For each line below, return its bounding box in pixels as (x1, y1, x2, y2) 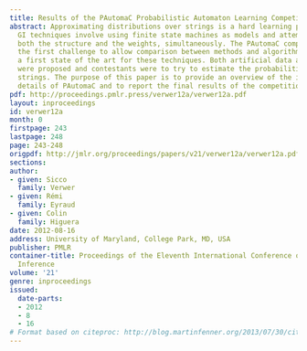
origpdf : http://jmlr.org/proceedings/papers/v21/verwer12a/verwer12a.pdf (9, 149, 301, 158)
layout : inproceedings (9, 98, 96, 108)
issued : (9, 285, 39, 294)
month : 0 (9, 115, 43, 124)
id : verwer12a (9, 107, 64, 116)
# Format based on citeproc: (9, 328, 121, 337)
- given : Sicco (9, 175, 68, 184)
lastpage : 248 (9, 133, 64, 142)
